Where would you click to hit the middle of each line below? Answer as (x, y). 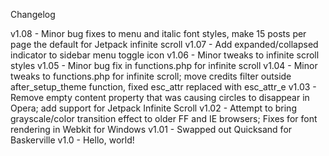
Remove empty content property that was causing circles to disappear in (160, 97)
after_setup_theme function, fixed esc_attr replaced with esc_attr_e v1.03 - (163, 87)
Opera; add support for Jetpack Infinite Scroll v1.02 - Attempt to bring (153, 108)
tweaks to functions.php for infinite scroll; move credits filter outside (151, 76)
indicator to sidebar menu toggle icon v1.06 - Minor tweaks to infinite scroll (165, 55)
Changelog (33, 14)
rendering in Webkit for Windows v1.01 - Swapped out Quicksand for (151, 129)
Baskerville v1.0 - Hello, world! (72, 140)
